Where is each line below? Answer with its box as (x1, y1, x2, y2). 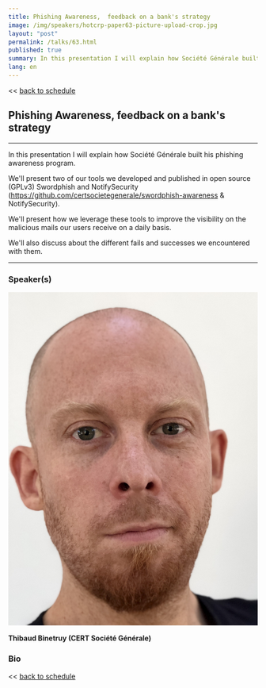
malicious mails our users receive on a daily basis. (8, 222, 172, 232)
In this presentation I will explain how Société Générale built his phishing (8, 149, 244, 159)
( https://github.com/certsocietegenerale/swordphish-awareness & (8, 190, 225, 200)
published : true (8, 46, 62, 55)
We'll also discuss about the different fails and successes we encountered (8, 238, 251, 248)
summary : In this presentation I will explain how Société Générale (8, 55, 239, 63)
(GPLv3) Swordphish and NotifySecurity (8, 182, 139, 191)
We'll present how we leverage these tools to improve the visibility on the (8, 214, 247, 224)
